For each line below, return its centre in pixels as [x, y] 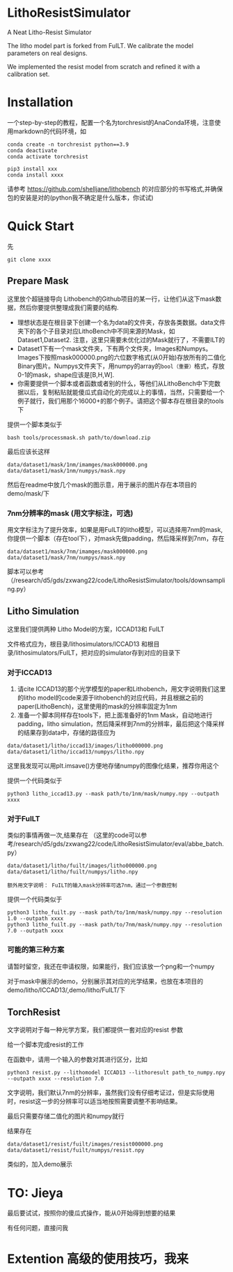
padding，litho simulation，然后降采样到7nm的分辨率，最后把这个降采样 [121, 724]
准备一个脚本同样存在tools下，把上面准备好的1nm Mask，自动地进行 [115, 715]
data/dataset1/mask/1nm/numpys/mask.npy [67, 471]
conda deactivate [32, 150]
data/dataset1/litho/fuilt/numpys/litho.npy [73, 872]
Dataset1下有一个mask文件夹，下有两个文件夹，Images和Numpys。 [114, 348]
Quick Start [41, 227]
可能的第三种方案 [36, 949]
